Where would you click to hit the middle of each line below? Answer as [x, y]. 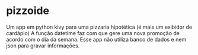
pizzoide [28, 11]
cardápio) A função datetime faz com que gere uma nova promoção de [93, 33]
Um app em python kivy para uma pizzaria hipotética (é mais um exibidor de [99, 27]
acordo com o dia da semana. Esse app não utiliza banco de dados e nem [96, 39]
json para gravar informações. [43, 46]
